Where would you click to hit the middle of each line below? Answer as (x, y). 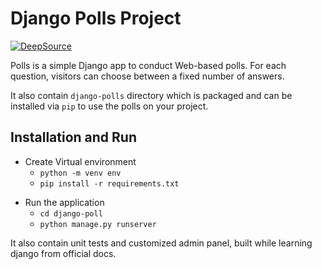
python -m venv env (80, 173)
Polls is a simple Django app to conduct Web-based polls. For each (148, 65)
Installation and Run (74, 137)
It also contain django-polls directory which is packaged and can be (151, 95)
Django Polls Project (96, 18)
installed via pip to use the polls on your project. (109, 106)
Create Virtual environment (80, 161)
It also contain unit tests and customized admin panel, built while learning (161, 243)
